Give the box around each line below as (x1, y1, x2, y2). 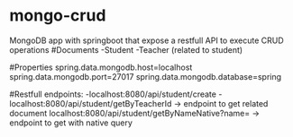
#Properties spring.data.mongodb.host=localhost (9, 62, 193, 73)
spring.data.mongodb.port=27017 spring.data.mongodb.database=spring (9, 71, 282, 81)
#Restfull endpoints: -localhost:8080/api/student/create (9, 89, 216, 99)
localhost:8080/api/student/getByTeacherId (9, 98, 172, 108)
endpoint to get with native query (9, 117, 133, 128)
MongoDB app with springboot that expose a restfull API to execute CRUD (9, 35, 284, 46)
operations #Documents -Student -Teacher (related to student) (9, 44, 243, 55)
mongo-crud (9, 5, 106, 26)
